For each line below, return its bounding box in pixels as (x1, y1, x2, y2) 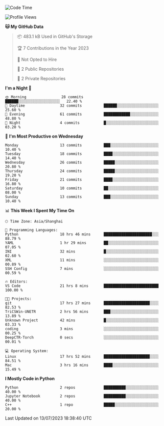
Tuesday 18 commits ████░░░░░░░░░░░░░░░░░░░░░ (5, 151, 159, 156)
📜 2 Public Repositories (17, 66, 64, 72)
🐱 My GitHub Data (5, 24, 44, 29)
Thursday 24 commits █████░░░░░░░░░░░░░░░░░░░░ (5, 169, 159, 173)
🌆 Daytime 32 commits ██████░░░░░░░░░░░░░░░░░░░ (5, 103, 159, 108)
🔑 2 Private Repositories (17, 76, 66, 81)
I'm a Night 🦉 (5, 85, 32, 91)
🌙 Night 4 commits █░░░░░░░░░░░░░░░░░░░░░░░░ (5, 120, 159, 125)
